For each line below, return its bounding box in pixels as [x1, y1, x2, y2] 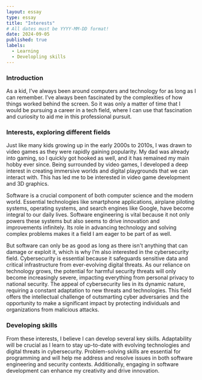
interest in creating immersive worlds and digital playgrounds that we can [6, 167, 189, 175]
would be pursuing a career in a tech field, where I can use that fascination [6, 106, 192, 113]
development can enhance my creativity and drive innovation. [6, 367, 160, 374]
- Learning [11, 48, 39, 54]
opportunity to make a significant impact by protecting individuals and [6, 300, 180, 307]
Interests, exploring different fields [6, 128, 110, 136]
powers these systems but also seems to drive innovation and [6, 218, 160, 225]
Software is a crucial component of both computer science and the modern [6, 192, 194, 199]
